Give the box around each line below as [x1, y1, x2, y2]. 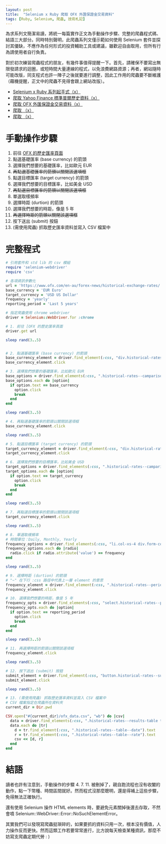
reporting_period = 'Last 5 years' [5, 302, 79, 307]
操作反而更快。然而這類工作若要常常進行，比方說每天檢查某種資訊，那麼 [9, 827, 157, 833]
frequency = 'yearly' [5, 297, 50, 302]
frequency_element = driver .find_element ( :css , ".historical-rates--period [5, 582, 165, 587]
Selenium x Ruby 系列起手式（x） [12, 89, 81, 95]
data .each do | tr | [10, 723, 48, 728]
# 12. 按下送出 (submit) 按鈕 [5, 668, 63, 674]
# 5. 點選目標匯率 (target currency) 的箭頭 [5, 441, 92, 446]
